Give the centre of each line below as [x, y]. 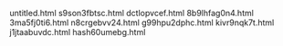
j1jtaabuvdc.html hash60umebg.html [78, 32]
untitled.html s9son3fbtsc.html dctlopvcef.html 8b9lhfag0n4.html [131, 13]
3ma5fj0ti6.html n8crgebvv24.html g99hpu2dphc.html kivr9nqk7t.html [142, 23]
